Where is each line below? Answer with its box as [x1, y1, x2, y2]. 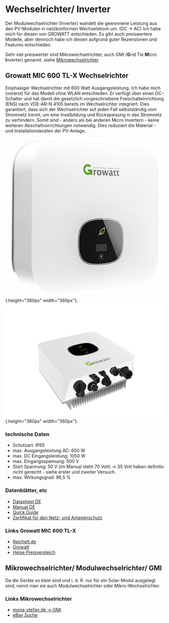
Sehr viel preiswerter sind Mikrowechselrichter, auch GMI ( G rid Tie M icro [5, 51, 157, 58]
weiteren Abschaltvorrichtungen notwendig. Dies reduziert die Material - [5, 122, 156, 128]
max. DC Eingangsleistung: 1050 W [12, 453, 86, 459]
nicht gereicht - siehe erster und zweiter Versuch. [12, 469, 116, 475]
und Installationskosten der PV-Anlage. [5, 128, 86, 134]
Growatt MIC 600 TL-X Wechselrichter [5, 72, 129, 80]
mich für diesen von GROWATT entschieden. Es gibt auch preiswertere [5, 31, 152, 37]
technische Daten [5, 430, 49, 437]
